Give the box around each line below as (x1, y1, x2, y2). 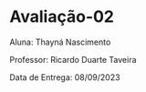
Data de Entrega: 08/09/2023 (9, 71, 120, 83)
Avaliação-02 (9, 6, 114, 27)
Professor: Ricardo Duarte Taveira (9, 54, 137, 65)
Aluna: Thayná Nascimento (9, 36, 111, 47)
